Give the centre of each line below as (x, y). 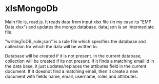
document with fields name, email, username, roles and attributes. (71, 76)
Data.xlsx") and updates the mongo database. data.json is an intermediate (79, 27)
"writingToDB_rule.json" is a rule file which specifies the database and (76, 41)
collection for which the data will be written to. (52, 46)
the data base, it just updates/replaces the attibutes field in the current (76, 66)
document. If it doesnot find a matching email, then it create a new (72, 71)
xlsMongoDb (31, 8)
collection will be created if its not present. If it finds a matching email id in (80, 61)
